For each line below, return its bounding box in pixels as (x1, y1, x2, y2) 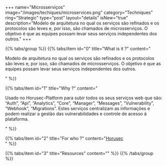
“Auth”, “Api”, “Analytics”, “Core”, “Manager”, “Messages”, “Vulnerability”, (5, 100, 155, 106)
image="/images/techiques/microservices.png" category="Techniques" (5, 9, 153, 15)
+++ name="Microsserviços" (5, 4, 65, 10)
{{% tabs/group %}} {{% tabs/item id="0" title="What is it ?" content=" (5, 46, 151, 51)
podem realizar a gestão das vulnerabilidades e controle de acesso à (5, 111, 147, 117)
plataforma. (5, 116, 29, 122)
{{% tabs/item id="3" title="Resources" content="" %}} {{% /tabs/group (5, 151, 154, 156)
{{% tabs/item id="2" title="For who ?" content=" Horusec (5, 136, 124, 141)
